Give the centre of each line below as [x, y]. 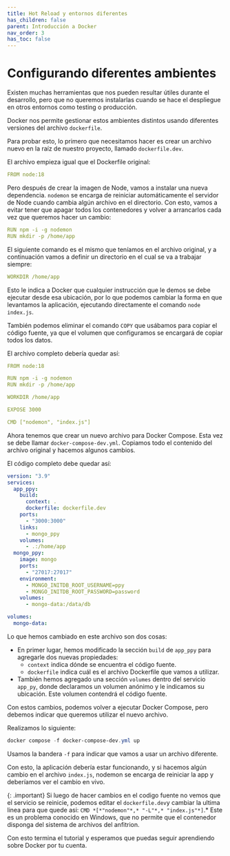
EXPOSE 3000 [24, 410]
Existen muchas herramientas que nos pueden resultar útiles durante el [108, 93]
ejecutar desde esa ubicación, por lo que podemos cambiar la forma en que [115, 297]
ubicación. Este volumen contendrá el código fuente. [92, 694]
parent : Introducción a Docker [52, 26]
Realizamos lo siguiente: [42, 728]
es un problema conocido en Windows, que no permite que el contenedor [112, 817]
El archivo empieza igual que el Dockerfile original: [79, 162]
